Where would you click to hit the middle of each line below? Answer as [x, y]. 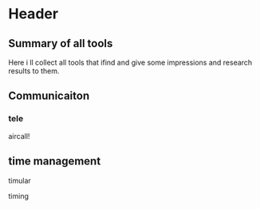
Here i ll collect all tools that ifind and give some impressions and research [130, 62]
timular [20, 180]
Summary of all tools [61, 43]
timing [19, 195]
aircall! [19, 136]
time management [55, 162]
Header [33, 14]
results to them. [34, 71]
